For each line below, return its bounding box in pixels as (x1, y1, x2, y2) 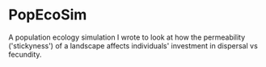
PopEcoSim (8, 6, 87, 24)
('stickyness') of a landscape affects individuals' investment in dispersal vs (8, 40, 259, 50)
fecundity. (8, 49, 42, 59)
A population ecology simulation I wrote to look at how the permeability (8, 32, 246, 42)
